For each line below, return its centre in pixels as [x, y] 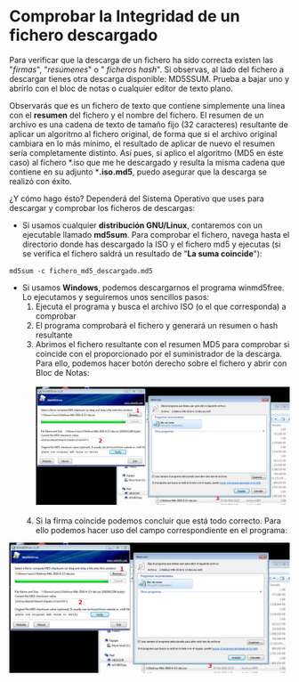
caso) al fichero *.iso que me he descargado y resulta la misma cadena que [147, 162]
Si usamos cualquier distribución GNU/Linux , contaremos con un [142, 225]
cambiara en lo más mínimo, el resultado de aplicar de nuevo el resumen [142, 143]
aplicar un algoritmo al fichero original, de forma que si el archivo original [143, 134]
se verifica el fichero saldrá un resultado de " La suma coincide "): [142, 253]
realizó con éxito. [41, 181]
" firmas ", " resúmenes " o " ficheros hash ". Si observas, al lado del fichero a [147, 69]
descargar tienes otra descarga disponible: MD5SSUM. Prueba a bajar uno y [149, 78]
